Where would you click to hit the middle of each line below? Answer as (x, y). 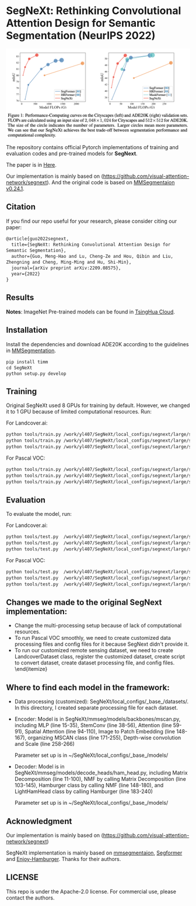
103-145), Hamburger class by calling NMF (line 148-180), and (89, 786)
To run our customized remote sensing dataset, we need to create (94, 650)
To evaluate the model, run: (39, 514)
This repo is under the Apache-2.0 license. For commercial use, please (91, 891)
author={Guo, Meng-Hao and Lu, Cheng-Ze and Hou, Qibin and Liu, (92, 256)
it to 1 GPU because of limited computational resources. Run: (79, 412)
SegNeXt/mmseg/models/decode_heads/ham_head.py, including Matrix (101, 773)
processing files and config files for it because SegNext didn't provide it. (101, 644)
